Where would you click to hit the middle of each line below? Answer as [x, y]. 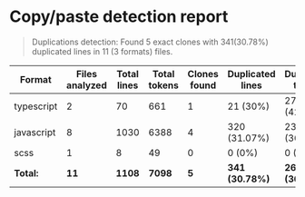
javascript [35, 132]
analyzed [87, 85]
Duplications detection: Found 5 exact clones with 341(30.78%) [150, 42]
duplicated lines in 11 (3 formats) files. [102, 51]
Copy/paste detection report [119, 17]
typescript [36, 106]
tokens [163, 85]
